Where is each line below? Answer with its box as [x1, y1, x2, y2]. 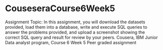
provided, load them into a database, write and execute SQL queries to [5, 24, 148, 30]
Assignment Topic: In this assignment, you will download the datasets [5, 19, 145, 25]
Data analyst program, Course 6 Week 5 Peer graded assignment [5, 39, 137, 45]
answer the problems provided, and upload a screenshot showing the [5, 29, 145, 35]
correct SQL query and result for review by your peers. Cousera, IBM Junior [5, 34, 158, 40]
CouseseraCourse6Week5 [5, 3, 116, 14]
